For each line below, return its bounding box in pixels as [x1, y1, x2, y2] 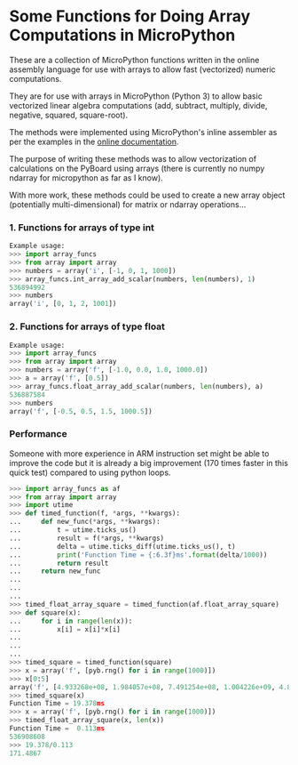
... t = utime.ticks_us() [9, 526, 137, 535]
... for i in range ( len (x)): [9, 616, 133, 625]
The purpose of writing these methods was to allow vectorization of [9, 153, 257, 164]
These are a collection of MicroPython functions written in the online [9, 54, 260, 65]
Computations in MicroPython [9, 25, 236, 45]
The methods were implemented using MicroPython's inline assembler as [9, 126, 278, 137]
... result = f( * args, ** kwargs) [9, 534, 165, 543]
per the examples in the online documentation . [9, 136, 179, 147]
